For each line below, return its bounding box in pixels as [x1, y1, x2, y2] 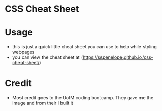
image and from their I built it [12, 100, 74, 106]
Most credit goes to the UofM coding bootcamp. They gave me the [12, 95, 154, 101]
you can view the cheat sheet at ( [12, 54, 83, 60]
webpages [12, 49, 35, 55]
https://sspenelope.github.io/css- [82, 54, 153, 60]
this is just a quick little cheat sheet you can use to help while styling [12, 43, 157, 50]
